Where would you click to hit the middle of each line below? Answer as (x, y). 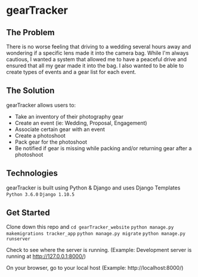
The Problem (30, 32)
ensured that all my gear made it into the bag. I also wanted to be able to (95, 66)
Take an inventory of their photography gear (69, 116)
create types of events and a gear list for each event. (71, 72)
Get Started (28, 213)
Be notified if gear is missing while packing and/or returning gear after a (103, 148)
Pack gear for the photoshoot (51, 142)
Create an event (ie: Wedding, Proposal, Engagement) (81, 123)
